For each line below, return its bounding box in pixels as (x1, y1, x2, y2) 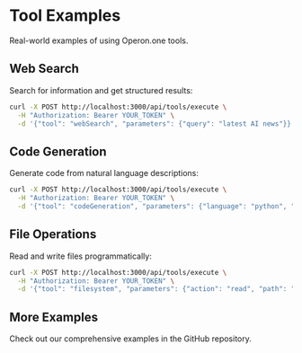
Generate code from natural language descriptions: (9, 168, 200, 179)
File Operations (9, 226, 97, 243)
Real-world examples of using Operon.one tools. (9, 35, 189, 46)
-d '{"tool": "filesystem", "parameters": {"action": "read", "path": (17, 285, 288, 294)
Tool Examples (9, 5, 121, 26)
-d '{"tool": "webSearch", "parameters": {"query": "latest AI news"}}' (17, 119, 296, 128)
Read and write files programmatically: (9, 251, 153, 261)
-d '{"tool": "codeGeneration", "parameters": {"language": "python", (17, 201, 288, 211)
